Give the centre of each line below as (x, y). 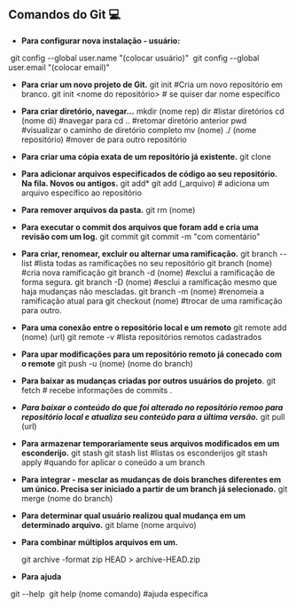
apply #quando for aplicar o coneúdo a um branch (113, 462)
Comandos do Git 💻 (65, 15)
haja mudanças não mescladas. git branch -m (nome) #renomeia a (143, 291)
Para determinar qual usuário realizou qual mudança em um (133, 515)
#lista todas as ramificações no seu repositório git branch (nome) (153, 263)
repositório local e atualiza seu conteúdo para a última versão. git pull (153, 416)
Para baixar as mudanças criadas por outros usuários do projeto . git (148, 381)
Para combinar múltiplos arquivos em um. (99, 542)
